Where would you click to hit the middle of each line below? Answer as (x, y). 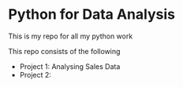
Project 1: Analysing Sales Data (70, 66)
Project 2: (35, 74)
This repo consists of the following (64, 51)
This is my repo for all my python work (71, 36)
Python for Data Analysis (92, 14)
